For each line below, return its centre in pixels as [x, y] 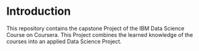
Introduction [39, 11]
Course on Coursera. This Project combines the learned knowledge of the [100, 34]
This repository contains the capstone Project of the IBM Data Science [96, 28]
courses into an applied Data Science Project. [64, 41]
